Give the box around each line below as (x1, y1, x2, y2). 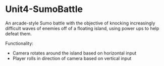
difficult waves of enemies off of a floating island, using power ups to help (5, 25, 159, 31)
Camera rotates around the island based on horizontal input (12, 50, 137, 56)
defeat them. (5, 30, 32, 36)
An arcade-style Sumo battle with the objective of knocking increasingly (5, 20, 155, 26)
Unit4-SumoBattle (5, 3, 83, 15)
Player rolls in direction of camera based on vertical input (12, 55, 132, 61)
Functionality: (5, 40, 34, 46)
